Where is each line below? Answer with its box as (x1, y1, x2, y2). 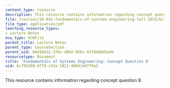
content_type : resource (5, 7, 56, 13)
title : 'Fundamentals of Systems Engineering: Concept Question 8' (5, 59, 151, 64)
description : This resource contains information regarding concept (5, 12, 153, 17)
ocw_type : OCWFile (5, 36, 44, 41)
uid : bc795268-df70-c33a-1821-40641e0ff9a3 (5, 63, 99, 68)
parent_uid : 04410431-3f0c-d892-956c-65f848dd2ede (5, 49, 114, 54)
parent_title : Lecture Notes (5, 40, 67, 45)
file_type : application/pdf (5, 21, 65, 27)
